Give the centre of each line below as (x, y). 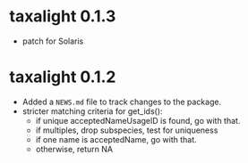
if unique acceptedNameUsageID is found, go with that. (138, 120)
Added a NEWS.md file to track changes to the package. (122, 102)
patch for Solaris (53, 41)
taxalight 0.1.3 (63, 16)
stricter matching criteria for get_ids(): (92, 111)
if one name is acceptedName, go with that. (116, 139)
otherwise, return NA (74, 149)
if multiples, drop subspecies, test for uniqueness (127, 130)
